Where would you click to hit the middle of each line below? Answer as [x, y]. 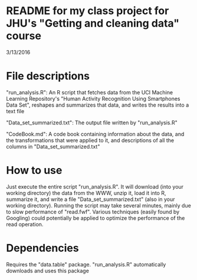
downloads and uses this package [48, 271]
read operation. [25, 224]
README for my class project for [88, 11]
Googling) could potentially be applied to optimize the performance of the [96, 218]
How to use [34, 171]
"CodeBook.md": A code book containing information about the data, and [95, 134]
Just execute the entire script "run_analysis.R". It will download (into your [95, 186]
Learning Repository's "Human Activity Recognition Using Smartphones [93, 98]
